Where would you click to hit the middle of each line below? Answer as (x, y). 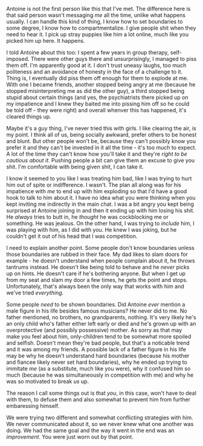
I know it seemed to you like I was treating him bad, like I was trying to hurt (99, 178)
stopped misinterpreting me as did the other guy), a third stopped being (95, 91)
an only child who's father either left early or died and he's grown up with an (101, 323)
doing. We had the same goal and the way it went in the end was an (90, 430)
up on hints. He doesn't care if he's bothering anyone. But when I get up (96, 273)
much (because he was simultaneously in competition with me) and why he (100, 375)
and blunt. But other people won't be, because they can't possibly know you (101, 141)
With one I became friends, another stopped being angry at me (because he (101, 84)
